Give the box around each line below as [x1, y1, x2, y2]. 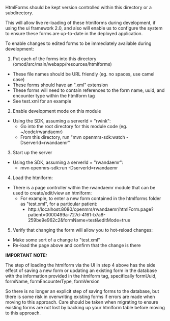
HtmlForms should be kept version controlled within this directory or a [5, 5, 152, 10]
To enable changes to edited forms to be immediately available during [5, 40, 152, 46]
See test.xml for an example [12, 98, 72, 104]
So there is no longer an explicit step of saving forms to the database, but [5, 288, 159, 294]
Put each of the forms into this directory [12, 56, 97, 62]
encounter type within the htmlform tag [12, 93, 95, 98]
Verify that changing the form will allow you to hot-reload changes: [12, 227, 153, 233]
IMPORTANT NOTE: [5, 252, 47, 258]
